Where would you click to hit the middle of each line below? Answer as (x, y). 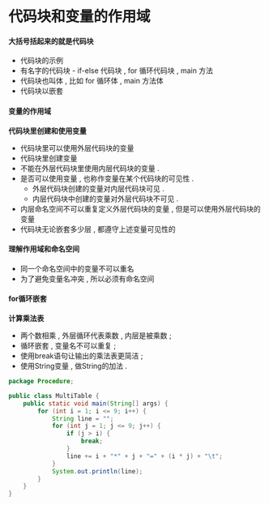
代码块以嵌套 (41, 91)
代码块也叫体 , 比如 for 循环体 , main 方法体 (92, 81)
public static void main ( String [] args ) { (96, 403)
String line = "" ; (83, 418)
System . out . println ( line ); (97, 471)
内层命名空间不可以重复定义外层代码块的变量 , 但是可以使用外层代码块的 (140, 208)
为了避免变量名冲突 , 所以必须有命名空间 (87, 278)
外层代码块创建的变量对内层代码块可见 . (98, 188)
